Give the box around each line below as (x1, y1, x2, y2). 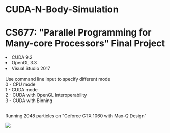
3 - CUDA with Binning (5, 97, 52, 104)
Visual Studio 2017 (12, 65, 51, 72)
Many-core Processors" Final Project (5, 38, 165, 49)
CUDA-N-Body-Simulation (5, 4, 119, 15)
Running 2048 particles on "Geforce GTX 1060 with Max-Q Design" (5, 113, 147, 119)
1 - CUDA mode (5, 87, 38, 93)
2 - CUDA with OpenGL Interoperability (5, 92, 87, 98)
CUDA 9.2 (12, 54, 33, 60)
